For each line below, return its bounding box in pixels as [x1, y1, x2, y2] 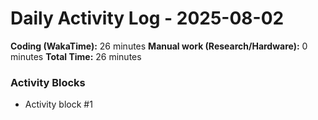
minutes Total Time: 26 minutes [10, 50, 142, 62]
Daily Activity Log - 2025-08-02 [10, 7, 285, 30]
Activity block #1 [24, 98, 93, 111]
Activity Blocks [10, 75, 86, 89]
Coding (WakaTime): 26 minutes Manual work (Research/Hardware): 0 [10, 40, 308, 52]
